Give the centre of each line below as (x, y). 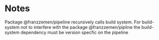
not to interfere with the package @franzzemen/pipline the (80, 27)
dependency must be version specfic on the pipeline (75, 32)
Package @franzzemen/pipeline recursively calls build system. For (73, 22)
